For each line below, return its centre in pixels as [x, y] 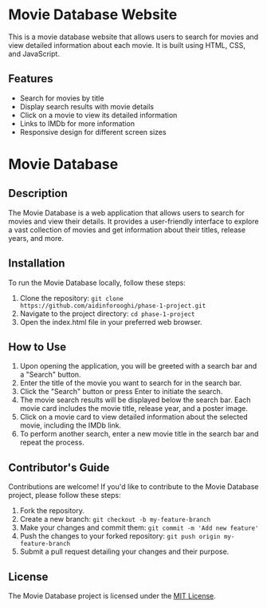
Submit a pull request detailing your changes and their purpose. [124, 551]
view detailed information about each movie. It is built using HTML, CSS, [127, 45]
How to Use [37, 347]
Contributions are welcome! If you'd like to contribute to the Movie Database [133, 487]
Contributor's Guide [59, 467]
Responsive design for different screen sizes [93, 132]
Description [38, 193]
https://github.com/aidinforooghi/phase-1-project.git [113, 306]
